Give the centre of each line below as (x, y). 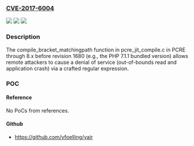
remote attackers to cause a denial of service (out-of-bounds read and (91, 62)
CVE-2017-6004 (30, 8)
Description (23, 37)
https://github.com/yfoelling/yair (54, 137)
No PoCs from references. (38, 110)
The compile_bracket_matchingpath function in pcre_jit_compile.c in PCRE (96, 50)
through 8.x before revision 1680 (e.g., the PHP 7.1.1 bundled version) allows (97, 56)
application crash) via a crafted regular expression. (67, 68)
